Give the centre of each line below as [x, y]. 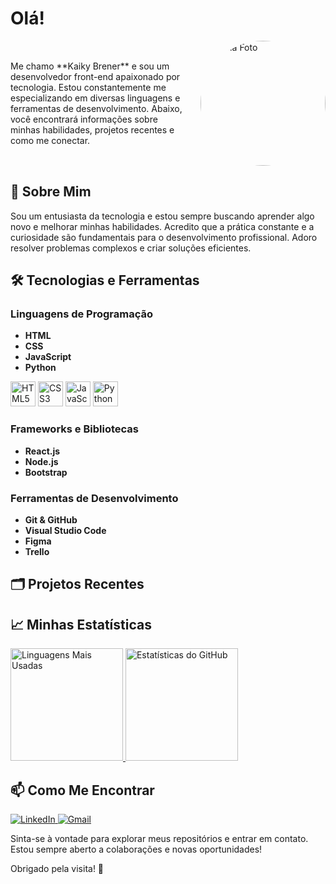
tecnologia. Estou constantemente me [88, 87]
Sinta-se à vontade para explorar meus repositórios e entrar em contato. [159, 839]
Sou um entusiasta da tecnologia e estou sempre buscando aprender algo [162, 216]
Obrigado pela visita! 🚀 [57, 869]
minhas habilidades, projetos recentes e [92, 129]
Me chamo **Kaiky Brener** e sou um [90, 66]
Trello [37, 552]
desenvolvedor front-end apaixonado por [95, 76]
